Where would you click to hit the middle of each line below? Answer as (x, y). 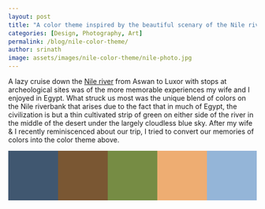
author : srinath (35, 50)
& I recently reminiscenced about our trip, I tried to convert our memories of (131, 131)
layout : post (30, 16)
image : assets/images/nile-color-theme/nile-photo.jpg (100, 58)
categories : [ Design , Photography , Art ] (76, 33)
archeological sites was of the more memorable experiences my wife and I (129, 90)
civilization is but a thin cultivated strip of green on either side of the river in (131, 115)
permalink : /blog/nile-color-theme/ (68, 42)
